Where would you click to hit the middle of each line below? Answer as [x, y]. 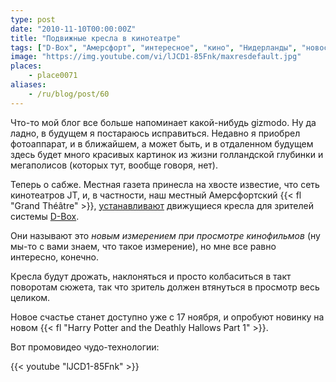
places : [26, 66]
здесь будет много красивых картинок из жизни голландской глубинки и [167, 154]
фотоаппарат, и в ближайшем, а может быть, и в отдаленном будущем [162, 143]
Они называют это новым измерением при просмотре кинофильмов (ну [165, 235]
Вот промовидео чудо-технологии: [85, 347]
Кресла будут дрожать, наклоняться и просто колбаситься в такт [151, 276]
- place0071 [53, 76]
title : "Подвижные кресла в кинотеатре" [96, 38]
